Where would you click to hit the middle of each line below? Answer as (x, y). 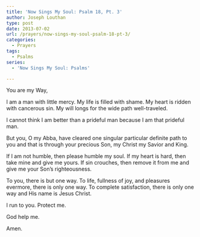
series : (16, 62)
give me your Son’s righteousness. (49, 169)
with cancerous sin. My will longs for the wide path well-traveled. (87, 109)
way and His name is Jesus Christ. (49, 194)
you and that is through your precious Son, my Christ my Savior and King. (97, 145)
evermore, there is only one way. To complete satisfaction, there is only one (100, 187)
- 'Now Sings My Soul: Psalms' (51, 68)
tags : (13, 51)
